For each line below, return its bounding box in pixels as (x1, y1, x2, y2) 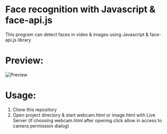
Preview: (5, 55, 43, 66)
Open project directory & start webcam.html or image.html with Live (12, 111, 156, 118)
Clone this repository (12, 106, 57, 113)
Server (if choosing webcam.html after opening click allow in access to (12, 117, 162, 123)
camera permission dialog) (12, 123, 69, 129)
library (17, 37, 32, 43)
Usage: (5, 90, 37, 101)
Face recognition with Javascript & (5, 4, 156, 15)
